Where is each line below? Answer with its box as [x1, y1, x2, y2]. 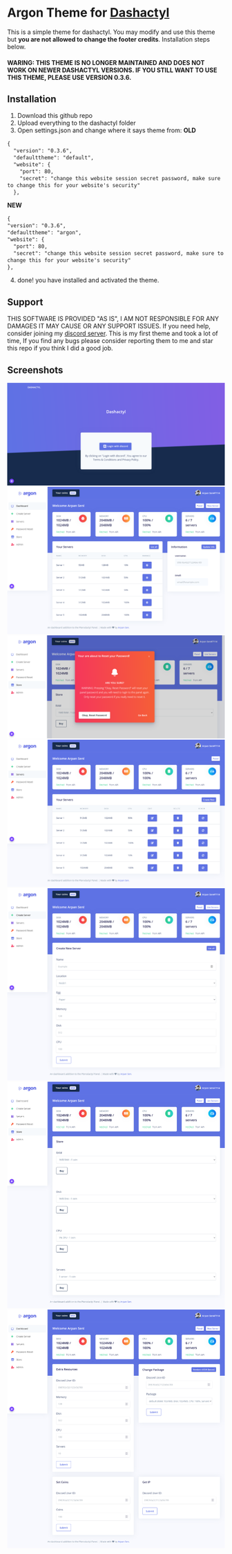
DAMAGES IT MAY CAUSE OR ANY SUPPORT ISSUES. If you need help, [7, 322, 211, 330]
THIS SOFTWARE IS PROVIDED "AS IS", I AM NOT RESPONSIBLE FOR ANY [7, 315, 220, 323]
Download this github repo [17, 112, 93, 120]
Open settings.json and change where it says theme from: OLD [17, 126, 197, 134]
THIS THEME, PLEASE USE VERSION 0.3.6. [7, 73, 132, 81]
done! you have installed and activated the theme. [17, 276, 159, 285]
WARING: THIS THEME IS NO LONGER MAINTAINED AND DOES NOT [7, 58, 205, 67]
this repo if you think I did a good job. [7, 344, 113, 353]
